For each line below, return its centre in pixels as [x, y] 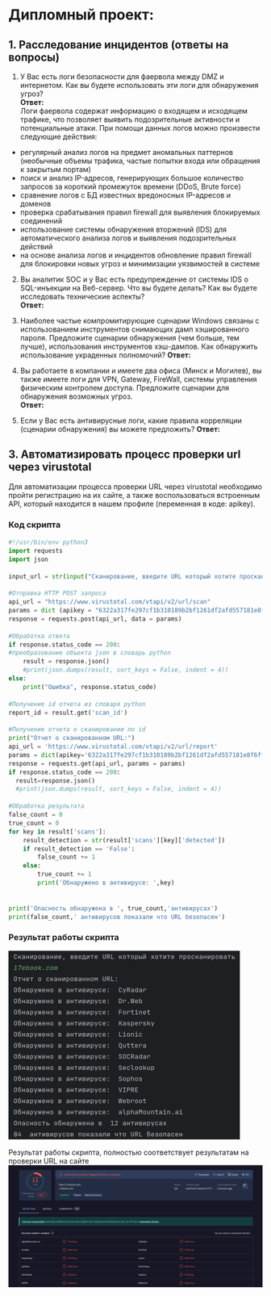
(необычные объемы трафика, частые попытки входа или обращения [140, 161]
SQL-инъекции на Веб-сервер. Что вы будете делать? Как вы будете [139, 288]
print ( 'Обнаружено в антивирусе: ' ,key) [106, 883]
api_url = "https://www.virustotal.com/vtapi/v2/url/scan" [110, 602]
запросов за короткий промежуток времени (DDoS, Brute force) [131, 186]
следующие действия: [58, 136]
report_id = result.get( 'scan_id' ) [68, 713]
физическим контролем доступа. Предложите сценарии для [125, 388]
